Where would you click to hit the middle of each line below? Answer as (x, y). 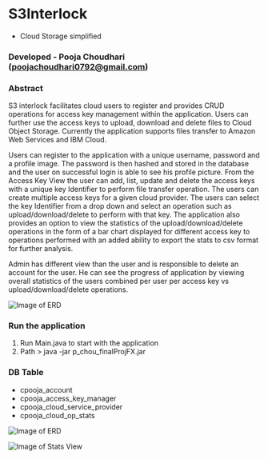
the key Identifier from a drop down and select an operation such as (120, 206)
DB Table (26, 373)
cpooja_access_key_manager (68, 398)
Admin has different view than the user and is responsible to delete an (124, 264)
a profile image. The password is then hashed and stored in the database (129, 164)
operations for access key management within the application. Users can (129, 114)
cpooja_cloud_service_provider (71, 407)
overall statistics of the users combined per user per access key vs (119, 281)
